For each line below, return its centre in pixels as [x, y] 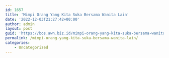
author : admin [20, 24]
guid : [11, 33]
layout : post [19, 29]
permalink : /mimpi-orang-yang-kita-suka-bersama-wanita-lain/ [72, 38]
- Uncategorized [31, 47]
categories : [18, 43]
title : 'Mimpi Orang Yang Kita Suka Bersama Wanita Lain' [67, 15]
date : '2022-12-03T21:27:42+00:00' [43, 19]
